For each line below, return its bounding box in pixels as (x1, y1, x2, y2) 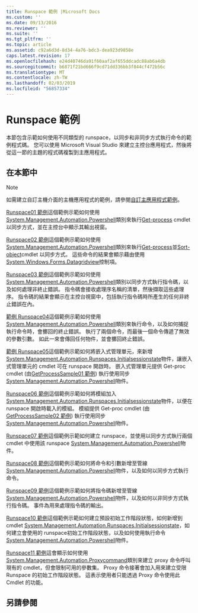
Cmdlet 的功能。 (6, 579, 46, 586)
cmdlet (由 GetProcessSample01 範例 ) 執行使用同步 (6, 370, 130, 377)
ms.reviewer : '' (6, 25, 46, 31)
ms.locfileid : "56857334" (6, 86, 70, 92)
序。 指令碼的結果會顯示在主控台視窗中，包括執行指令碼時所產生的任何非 (6, 293, 184, 300)
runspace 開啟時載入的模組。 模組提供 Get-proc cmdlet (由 (6, 405, 150, 412)
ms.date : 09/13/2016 (6, 20, 58, 25)
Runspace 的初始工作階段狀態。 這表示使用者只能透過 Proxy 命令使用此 (6, 571, 180, 578)
